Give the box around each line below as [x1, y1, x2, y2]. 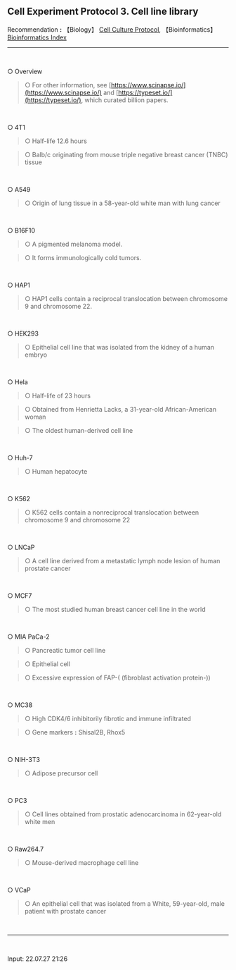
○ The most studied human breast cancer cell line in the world [24, 605, 206, 613]
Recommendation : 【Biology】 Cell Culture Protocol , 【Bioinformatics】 [7, 25, 216, 34]
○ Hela [7, 377, 28, 386]
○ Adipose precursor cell [24, 768, 98, 778]
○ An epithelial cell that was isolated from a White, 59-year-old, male [24, 899, 225, 908]
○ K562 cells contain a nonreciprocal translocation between [24, 508, 199, 517]
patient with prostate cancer [24, 907, 107, 915]
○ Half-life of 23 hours [24, 391, 91, 400]
